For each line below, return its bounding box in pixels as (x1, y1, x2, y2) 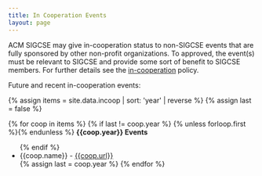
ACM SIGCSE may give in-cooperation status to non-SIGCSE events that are (8, 40, 254, 49)
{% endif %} (19, 142, 60, 152)
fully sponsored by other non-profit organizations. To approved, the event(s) (8, 48, 255, 58)
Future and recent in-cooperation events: (8, 80, 141, 90)
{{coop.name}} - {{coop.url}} (19, 150, 114, 160)
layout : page (8, 19, 51, 27)
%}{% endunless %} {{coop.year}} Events (8, 127, 148, 137)
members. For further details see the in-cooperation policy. (8, 65, 199, 74)
